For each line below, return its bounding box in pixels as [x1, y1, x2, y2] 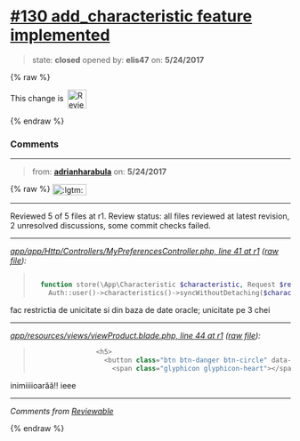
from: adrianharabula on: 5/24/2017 [31, 166, 167, 177]
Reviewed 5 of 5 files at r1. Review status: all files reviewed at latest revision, [10, 211, 290, 221]
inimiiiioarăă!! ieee [10, 380, 77, 390]
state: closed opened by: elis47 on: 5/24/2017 [31, 54, 205, 65]
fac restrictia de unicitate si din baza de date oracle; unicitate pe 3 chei [10, 305, 271, 316]
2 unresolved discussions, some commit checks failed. [10, 220, 212, 231]
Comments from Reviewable [10, 405, 114, 416]
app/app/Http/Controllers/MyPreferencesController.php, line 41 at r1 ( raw [10, 246, 280, 257]
